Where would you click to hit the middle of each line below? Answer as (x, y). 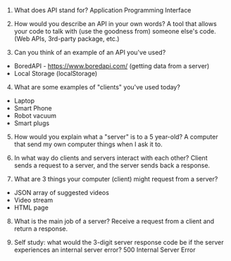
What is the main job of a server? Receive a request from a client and (114, 221)
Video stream (33, 200)
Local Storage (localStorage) (55, 74)
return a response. (41, 229)
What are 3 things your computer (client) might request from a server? (116, 179)
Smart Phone (33, 108)
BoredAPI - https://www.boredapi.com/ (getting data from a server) (112, 66)
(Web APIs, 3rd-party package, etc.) (67, 39)
